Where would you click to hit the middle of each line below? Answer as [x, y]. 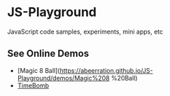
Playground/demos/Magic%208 [63, 78]
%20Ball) [124, 78]
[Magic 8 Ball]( [38, 70]
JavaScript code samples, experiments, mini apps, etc [85, 32]
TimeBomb [33, 85]
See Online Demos [48, 54]
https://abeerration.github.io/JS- [106, 70]
